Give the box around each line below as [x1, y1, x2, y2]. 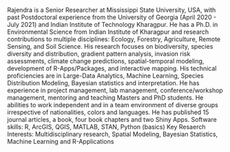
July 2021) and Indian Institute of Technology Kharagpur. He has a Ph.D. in [7, 21, 218, 28]
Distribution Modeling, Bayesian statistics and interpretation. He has [7, 79, 200, 87]
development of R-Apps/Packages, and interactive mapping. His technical [7, 65, 217, 72]
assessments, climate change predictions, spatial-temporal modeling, [7, 57, 205, 65]
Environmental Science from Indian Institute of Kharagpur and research [7, 28, 209, 36]
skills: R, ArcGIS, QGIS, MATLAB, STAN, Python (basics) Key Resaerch [7, 123, 206, 131]
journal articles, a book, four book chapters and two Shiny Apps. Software [7, 116, 217, 123]
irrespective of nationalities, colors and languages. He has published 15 [7, 108, 209, 116]
